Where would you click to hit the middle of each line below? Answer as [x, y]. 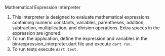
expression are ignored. [37, 33]
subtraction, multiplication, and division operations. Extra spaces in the [86, 28]
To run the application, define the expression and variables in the [80, 38]
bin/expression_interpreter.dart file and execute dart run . [72, 44]
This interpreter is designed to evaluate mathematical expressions [81, 17]
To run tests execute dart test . [45, 49]
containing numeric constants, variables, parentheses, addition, [78, 22]
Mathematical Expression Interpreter [43, 7]
